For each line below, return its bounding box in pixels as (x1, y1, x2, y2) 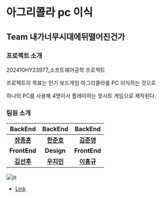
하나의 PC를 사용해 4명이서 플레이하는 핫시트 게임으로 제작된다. (6, 92, 157, 99)
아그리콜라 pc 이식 (6, 5, 93, 19)
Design (44, 146, 66, 155)
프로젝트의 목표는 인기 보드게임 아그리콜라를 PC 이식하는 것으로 (6, 79, 157, 86)
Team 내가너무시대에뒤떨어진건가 (6, 32, 126, 42)
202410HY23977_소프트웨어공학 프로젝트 (6, 66, 106, 73)
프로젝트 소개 (6, 51, 42, 60)
